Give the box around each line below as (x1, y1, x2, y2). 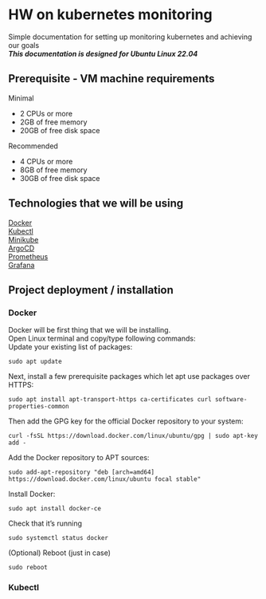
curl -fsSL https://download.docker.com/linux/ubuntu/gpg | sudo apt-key (8, 432, 259, 440)
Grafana (8, 260, 35, 270)
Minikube (8, 234, 39, 244)
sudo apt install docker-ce (8, 505, 102, 513)
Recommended (8, 141, 58, 151)
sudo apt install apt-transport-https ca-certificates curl (8, 396, 213, 404)
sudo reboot (8, 564, 48, 572)
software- (214, 396, 248, 404)
